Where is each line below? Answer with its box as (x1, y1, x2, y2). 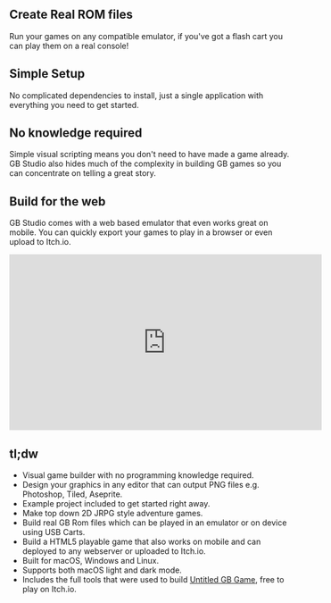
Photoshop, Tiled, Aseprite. (21, 489, 123, 499)
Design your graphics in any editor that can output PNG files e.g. (21, 480, 261, 490)
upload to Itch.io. (9, 237, 71, 247)
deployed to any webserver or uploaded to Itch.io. (21, 546, 207, 557)
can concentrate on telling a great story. (9, 168, 156, 179)
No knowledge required (9, 125, 143, 141)
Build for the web (9, 194, 106, 209)
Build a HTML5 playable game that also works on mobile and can (21, 536, 261, 548)
